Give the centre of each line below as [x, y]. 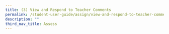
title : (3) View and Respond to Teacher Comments [58, 10]
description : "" [22, 19]
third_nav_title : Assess [31, 24]
